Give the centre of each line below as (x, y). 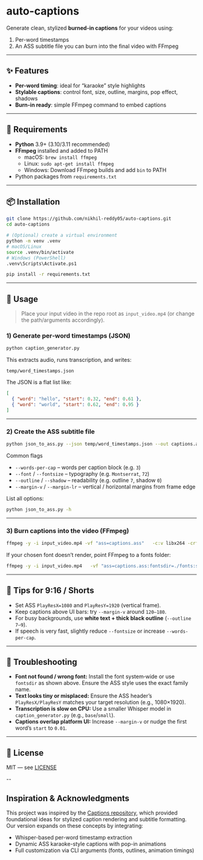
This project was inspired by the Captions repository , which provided (92, 813)
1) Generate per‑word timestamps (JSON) (69, 336)
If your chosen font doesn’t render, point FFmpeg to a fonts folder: (89, 555)
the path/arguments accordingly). (63, 320)
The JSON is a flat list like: (39, 382)
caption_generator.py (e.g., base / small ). (65, 715)
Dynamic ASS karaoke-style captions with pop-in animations (91, 844)
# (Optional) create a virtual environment (62, 235)
